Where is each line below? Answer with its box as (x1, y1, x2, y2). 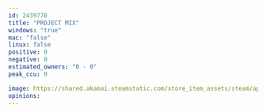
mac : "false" (8, 33, 51, 42)
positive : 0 (8, 48, 47, 56)
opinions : (8, 91, 41, 99)
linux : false (8, 41, 51, 49)
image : (8, 84, 30, 92)
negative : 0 (8, 56, 47, 64)
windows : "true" (8, 26, 62, 34)
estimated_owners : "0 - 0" (8, 63, 97, 71)
